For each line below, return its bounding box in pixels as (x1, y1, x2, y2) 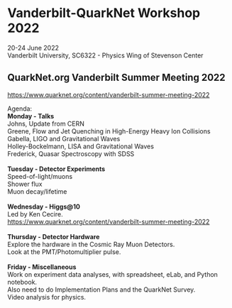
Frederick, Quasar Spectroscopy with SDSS (7, 149, 135, 158)
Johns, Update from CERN (7, 119, 85, 128)
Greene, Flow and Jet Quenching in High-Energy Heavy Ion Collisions (7, 126, 211, 136)
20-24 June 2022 (7, 43, 59, 52)
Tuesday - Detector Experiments (7, 165, 106, 173)
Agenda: (7, 104, 33, 113)
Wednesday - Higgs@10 (7, 202, 80, 211)
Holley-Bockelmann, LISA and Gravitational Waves (7, 142, 155, 150)
